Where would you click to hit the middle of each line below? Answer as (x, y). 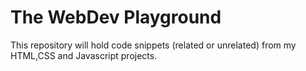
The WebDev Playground (116, 17)
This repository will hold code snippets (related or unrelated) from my (153, 45)
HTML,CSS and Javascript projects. (84, 55)
